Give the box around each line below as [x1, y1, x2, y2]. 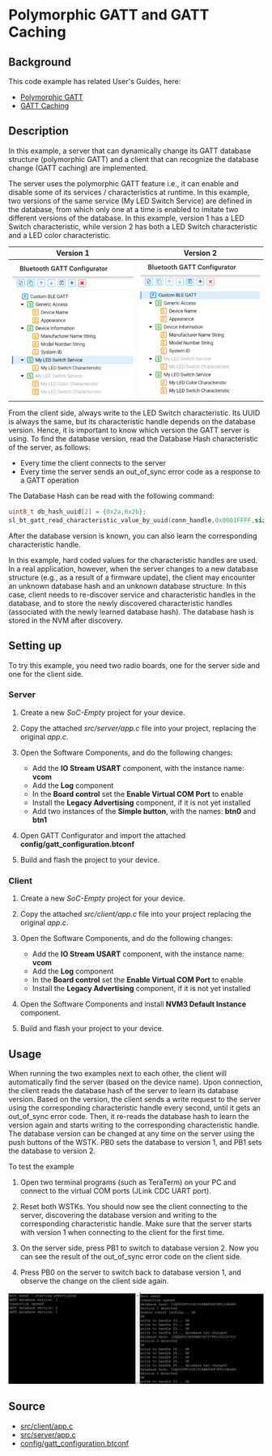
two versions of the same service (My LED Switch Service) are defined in [8, 196, 253, 206]
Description [8, 124, 69, 138]
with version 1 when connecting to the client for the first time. [19, 1227, 225, 1237]
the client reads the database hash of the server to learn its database [8, 1085, 239, 1095]
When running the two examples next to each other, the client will [8, 1068, 227, 1078]
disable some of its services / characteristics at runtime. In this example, [8, 187, 250, 197]
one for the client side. [8, 669, 83, 679]
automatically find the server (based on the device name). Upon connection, [8, 1077, 263, 1087]
